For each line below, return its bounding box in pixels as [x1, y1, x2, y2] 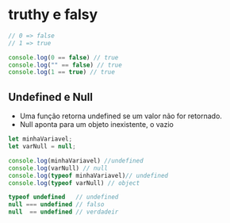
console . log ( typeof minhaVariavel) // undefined [8, 171, 169, 179]
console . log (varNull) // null [8, 164, 109, 172]
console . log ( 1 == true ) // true [8, 68, 115, 76]
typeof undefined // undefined [8, 193, 119, 202]
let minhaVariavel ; [8, 135, 73, 144]
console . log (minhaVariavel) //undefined [8, 156, 144, 164]
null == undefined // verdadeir [8, 208, 119, 216]
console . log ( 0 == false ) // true [8, 53, 119, 61]
